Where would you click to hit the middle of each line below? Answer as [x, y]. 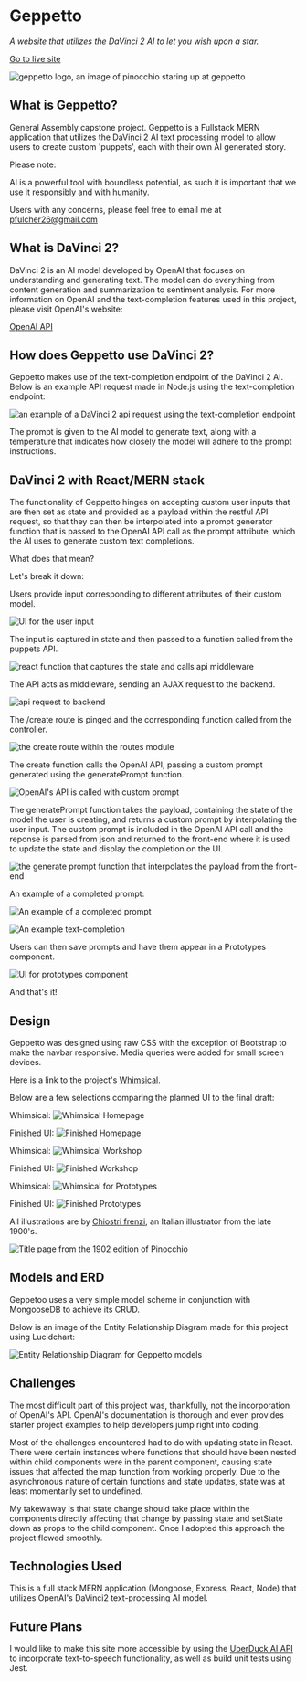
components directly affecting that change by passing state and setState [146, 1518]
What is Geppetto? [63, 106]
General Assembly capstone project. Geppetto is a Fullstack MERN [135, 127]
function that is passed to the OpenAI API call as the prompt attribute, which [153, 532]
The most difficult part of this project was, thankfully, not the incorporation [150, 1405]
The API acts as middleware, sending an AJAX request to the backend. [142, 684]
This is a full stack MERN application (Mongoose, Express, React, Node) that [153, 1588]
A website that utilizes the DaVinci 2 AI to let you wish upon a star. [134, 41]
